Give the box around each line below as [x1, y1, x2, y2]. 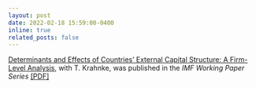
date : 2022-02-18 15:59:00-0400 [8, 19, 114, 27]
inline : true [8, 26, 51, 34]
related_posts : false [8, 33, 80, 42]
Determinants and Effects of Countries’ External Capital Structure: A [8, 55, 228, 64]
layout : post [8, 11, 51, 20]
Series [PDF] [8, 71, 50, 81]
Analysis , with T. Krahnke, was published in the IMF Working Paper [27, 64, 245, 73]
